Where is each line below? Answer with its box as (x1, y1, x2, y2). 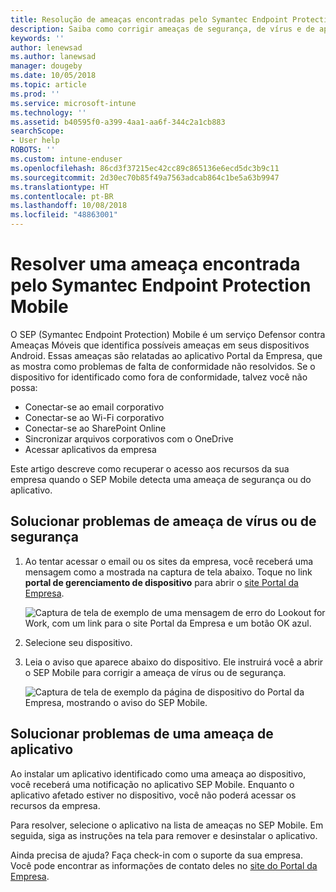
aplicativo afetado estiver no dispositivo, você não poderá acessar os (10, 789, 297, 801)
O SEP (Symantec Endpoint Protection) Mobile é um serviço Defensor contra (10, 328, 326, 340)
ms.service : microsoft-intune (10, 98, 137, 108)
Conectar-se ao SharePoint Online (24, 422, 167, 434)
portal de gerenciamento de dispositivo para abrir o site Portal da (24, 576, 299, 588)
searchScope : (10, 126, 65, 136)
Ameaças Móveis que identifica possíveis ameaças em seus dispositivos (10, 339, 310, 351)
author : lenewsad (10, 42, 83, 53)
